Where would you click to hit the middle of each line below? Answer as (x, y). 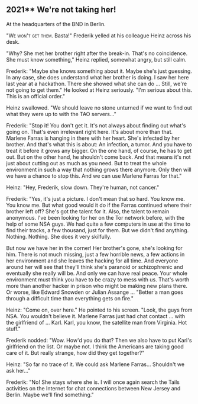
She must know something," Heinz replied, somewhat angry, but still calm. (96, 59)
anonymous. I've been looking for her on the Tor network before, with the (95, 217)
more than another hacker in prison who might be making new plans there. (97, 286)
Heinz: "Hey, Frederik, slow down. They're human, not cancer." (83, 187)
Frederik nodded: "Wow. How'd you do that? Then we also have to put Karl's (99, 340)
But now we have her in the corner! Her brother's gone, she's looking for (95, 248)
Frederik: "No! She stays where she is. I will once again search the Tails (93, 382)
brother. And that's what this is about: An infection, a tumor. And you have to (99, 144)
